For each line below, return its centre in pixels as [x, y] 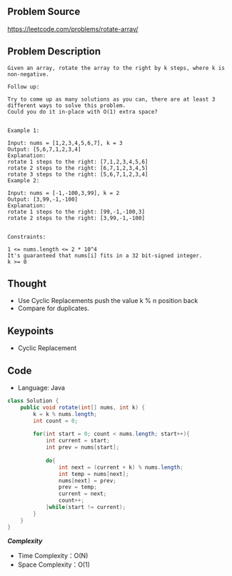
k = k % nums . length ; [65, 414]
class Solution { [33, 401]
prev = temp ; [78, 487]
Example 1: [24, 130]
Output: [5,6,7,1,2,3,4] [44, 149]
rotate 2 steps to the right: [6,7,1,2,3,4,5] [78, 168]
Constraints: [27, 237]
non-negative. [29, 74]
